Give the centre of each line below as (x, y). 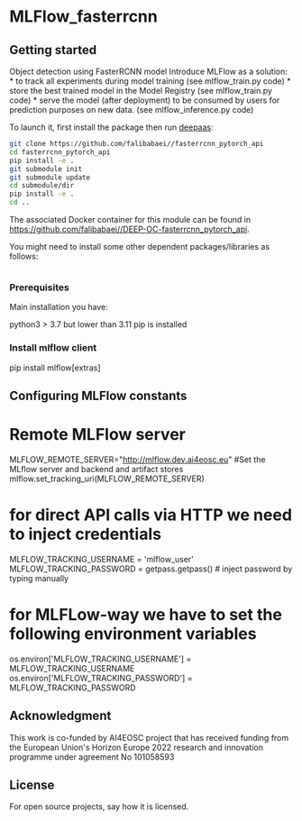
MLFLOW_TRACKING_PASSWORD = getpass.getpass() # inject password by (151, 569)
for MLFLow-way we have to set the (146, 615)
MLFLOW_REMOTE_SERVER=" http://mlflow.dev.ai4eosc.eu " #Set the (137, 459)
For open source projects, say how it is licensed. (99, 807)
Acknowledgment (60, 716)
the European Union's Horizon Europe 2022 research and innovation (137, 747)
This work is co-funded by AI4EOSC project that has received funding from (149, 737)
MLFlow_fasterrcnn (83, 17)
